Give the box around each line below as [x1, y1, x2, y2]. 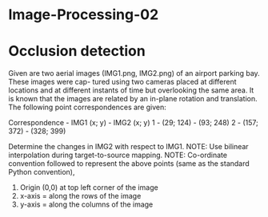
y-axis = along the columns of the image [19, 199, 154, 209]
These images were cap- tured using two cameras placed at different [8, 77, 238, 87]
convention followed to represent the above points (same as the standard [8, 159, 250, 168]
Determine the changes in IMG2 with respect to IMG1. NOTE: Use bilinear [8, 142, 250, 152]
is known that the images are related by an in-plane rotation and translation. [8, 94, 258, 104]
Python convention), [8, 168, 75, 177]
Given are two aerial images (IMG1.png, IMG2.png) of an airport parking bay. [8, 69, 260, 78]
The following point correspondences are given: [8, 102, 166, 112]
